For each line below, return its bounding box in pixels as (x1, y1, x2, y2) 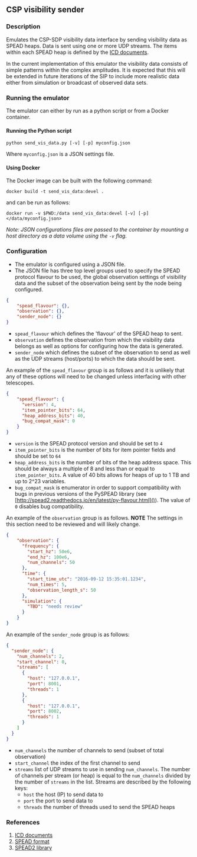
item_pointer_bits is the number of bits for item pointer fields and (14, 447, 176, 454)
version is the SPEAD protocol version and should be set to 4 (14, 440, 163, 447)
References (6, 818, 40, 826)
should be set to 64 (14, 452, 61, 460)
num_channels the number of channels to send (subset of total (14, 746, 164, 754)
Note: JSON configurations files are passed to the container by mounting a (6, 226, 189, 233)
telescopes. (6, 379, 35, 387)
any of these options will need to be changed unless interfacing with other (6, 373, 187, 380)
